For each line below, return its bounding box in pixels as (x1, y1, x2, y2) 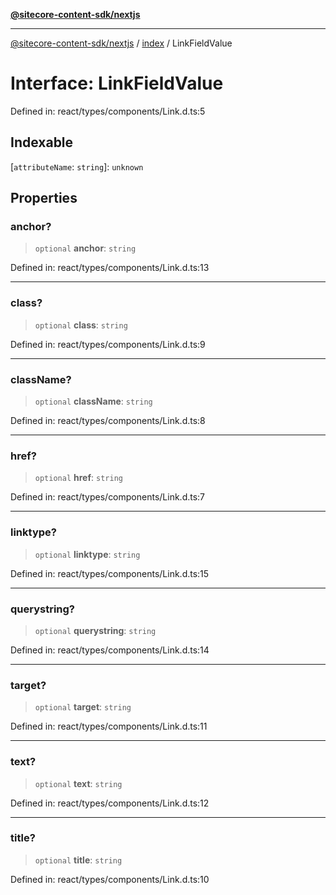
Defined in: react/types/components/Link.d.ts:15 (10, 567, 210, 579)
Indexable (10, 134, 74, 151)
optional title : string (34, 854, 123, 866)
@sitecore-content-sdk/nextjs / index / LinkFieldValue (10, 37, 233, 49)
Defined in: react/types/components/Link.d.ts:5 (10, 105, 206, 117)
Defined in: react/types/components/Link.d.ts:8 (10, 415, 206, 427)
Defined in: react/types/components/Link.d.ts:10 (10, 873, 210, 885)
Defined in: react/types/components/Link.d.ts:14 (10, 644, 210, 656)
